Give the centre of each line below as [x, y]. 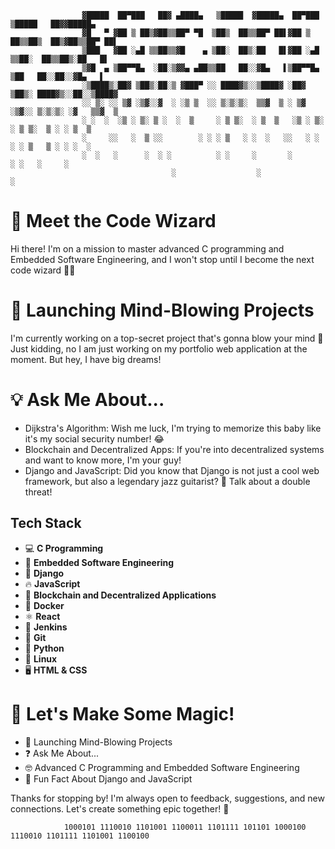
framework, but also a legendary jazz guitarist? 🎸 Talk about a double [167, 481]
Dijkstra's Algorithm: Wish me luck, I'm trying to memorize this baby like [173, 428]
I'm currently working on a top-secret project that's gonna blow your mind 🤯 [167, 338]
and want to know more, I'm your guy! [103, 460]
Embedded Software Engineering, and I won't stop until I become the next [162, 259]
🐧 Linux [41, 658]
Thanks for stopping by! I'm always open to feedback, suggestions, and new [167, 798]
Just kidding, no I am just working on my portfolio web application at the [159, 348]
